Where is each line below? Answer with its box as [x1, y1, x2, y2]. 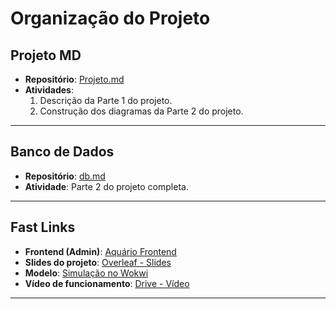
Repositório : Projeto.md [24, 73, 125, 85]
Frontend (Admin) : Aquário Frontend [24, 245, 177, 257]
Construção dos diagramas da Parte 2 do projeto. [39, 105, 244, 117]
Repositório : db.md [24, 170, 106, 182]
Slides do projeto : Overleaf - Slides [24, 256, 172, 268]
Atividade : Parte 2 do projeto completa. [24, 180, 189, 192]
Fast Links [10, 219, 76, 236]
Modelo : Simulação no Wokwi [24, 267, 149, 279]
